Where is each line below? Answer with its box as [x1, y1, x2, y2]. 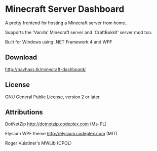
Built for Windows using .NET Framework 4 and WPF [5, 38, 113, 45]
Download [5, 53, 37, 62]
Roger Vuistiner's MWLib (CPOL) [5, 140, 72, 146]
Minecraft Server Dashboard [5, 3, 124, 15]
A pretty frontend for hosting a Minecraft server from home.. [5, 20, 128, 26]
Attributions [5, 108, 43, 116]
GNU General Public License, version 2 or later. [5, 94, 101, 100]
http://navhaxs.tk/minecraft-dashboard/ [5, 66, 86, 72]
